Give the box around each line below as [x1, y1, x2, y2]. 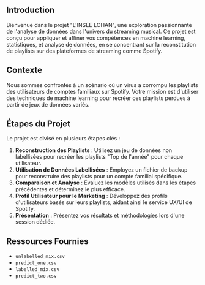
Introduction [6, 5, 55, 15]
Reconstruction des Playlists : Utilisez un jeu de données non [15, 146, 173, 154]
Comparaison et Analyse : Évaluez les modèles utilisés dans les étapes [15, 179, 196, 186]
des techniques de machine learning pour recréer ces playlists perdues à [6, 94, 191, 102]
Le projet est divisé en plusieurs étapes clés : [6, 135, 121, 142]
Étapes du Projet [6, 119, 70, 129]
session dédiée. [15, 218, 56, 226]
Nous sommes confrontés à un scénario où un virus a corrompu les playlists [6, 81, 198, 88]
